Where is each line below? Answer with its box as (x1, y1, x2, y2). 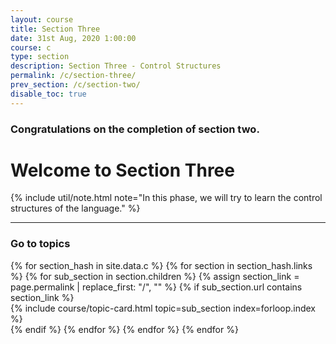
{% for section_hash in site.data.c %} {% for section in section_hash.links (10, 259, 313, 271)
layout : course (10, 14, 74, 25)
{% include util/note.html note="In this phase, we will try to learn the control (10, 192, 323, 204)
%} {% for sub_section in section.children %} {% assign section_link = (10, 270, 300, 282)
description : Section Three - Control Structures (10, 61, 222, 71)
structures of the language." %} (10, 202, 141, 215)
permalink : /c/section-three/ (10, 71, 137, 81)
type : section (10, 52, 70, 62)
